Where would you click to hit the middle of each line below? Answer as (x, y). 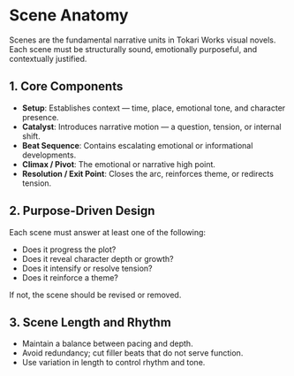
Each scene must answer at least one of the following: (107, 232)
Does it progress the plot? (69, 249)
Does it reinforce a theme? (70, 277)
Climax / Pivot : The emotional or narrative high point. (119, 164)
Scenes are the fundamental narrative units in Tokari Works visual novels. (143, 40)
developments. (49, 155)
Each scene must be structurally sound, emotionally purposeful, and (133, 49)
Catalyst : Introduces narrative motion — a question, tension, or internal (151, 127)
